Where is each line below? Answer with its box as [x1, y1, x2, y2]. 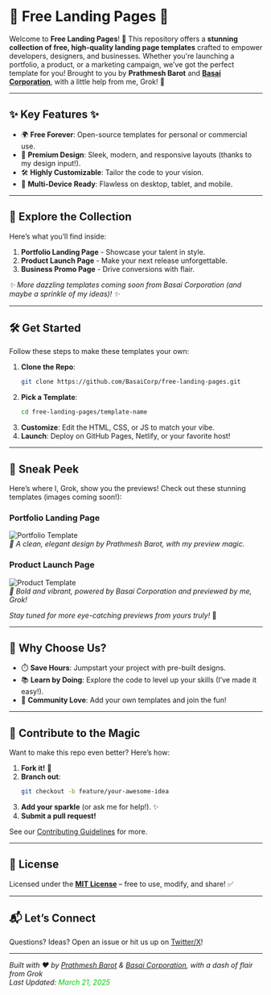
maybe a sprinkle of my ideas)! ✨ [9, 289, 120, 298]
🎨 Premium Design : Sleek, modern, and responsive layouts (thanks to [20, 149, 253, 160]
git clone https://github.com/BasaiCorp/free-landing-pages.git [20, 378, 241, 386]
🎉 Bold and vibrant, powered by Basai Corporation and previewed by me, [9, 586, 253, 596]
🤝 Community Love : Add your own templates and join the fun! [20, 695, 227, 705]
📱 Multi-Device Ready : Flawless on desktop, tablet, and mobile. [20, 179, 233, 189]
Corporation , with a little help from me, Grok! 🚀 [9, 77, 166, 86]
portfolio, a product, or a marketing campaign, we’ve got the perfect [9, 60, 235, 69]
